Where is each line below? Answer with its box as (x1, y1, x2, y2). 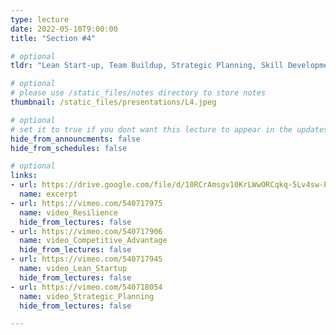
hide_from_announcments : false (10, 134, 141, 144)
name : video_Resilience (19, 207, 118, 218)
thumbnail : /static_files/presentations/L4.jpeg (10, 97, 217, 107)
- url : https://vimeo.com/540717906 (10, 226, 163, 236)
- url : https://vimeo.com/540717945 (10, 254, 163, 265)
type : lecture (10, 14, 70, 25)
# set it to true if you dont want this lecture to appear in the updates (10, 124, 329, 135)
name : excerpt (19, 189, 78, 199)
